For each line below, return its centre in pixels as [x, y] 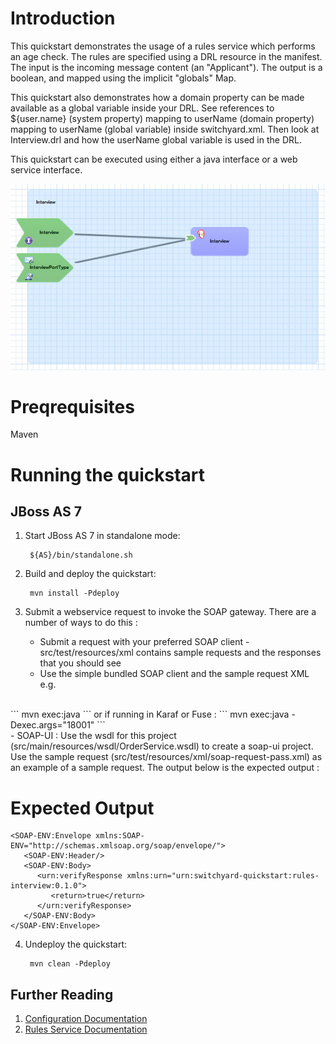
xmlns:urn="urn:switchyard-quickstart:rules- [223, 876]
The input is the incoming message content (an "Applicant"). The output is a [166, 67]
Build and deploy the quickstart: [90, 574]
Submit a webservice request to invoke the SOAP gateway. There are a [170, 612]
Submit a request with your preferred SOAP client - [144, 642]
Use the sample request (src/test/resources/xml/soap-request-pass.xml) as [166, 757]
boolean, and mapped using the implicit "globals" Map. [123, 78]
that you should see [80, 663]
